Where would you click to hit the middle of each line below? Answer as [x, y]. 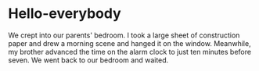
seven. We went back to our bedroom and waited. [88, 60]
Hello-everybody [65, 14]
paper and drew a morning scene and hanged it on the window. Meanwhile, [130, 43]
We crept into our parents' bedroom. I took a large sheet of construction [124, 35]
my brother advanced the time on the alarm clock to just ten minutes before [130, 51]
